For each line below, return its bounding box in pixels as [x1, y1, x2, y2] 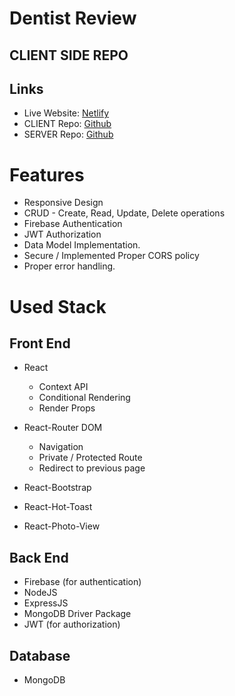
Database [9, 647, 71, 664]
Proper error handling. [23, 260, 116, 272]
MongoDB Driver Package [23, 608, 132, 620]
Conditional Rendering [38, 392, 131, 404]
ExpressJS [23, 597, 69, 609]
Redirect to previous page [38, 462, 146, 474]
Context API [38, 381, 89, 393]
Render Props [38, 402, 96, 414]
